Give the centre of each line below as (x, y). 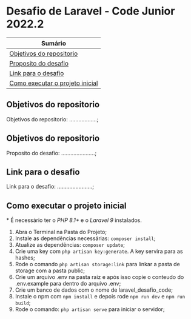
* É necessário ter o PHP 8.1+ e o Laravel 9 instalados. (74, 220)
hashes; (25, 258)
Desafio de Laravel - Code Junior (91, 11)
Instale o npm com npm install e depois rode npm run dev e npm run (100, 297)
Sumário (54, 43)
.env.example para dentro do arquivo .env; (68, 284)
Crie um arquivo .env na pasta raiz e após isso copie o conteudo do (99, 277)
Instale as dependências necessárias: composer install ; (85, 238)
